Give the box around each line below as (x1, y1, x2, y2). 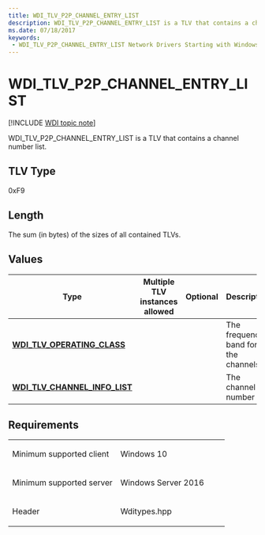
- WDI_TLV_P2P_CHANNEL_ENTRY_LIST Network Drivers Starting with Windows (11, 41, 259, 49)
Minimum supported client (12, 449, 110, 460)
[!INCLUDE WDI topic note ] (8, 118, 96, 127)
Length (8, 209, 44, 222)
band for (226, 339, 258, 350)
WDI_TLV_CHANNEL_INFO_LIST (12, 381, 132, 393)
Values (8, 252, 43, 266)
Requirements (8, 418, 79, 431)
